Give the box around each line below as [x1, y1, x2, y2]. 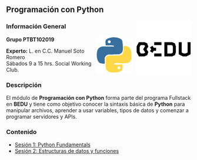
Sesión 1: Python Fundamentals [14, 141, 91, 148]
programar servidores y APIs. [6, 113, 78, 120]
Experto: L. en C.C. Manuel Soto [6, 47, 85, 54]
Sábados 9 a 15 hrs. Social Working [6, 60, 92, 67]
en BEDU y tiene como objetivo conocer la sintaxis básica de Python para [6, 100, 185, 107]
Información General [6, 22, 66, 31]
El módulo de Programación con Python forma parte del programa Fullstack [6, 94, 191, 101]
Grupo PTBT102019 [6, 35, 55, 43]
